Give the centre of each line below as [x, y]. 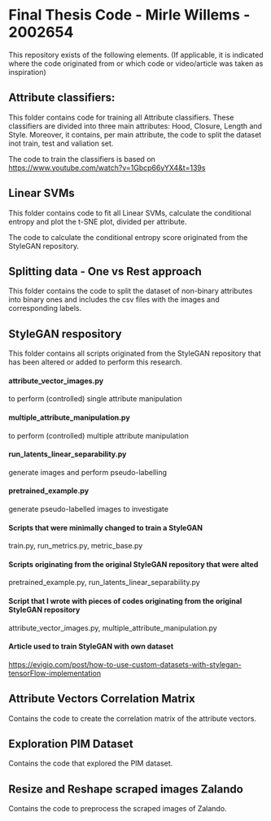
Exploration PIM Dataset [71, 744]
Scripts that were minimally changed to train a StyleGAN [106, 527]
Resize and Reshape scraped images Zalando [126, 789]
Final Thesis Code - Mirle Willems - [129, 15]
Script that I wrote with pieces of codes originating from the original [125, 601]
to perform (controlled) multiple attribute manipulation [98, 435]
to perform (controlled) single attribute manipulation [95, 399]
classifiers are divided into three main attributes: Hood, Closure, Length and [135, 126]
